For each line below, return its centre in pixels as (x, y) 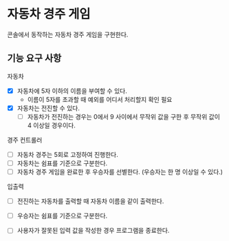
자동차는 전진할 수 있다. (48, 108)
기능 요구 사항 (34, 58)
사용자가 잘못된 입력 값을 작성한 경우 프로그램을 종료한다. (93, 231)
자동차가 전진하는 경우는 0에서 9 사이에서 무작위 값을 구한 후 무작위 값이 (123, 116)
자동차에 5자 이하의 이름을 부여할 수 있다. (72, 91)
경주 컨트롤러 (25, 140)
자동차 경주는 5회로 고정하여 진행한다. (67, 154)
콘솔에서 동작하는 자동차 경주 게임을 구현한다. (68, 34)
